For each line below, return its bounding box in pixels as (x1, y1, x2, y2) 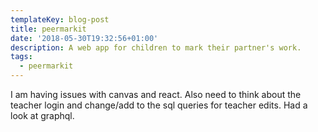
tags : (10, 52, 33, 62)
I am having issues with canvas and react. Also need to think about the (10, 89, 302, 100)
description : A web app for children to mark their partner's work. (10, 42, 302, 53)
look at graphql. (10, 110, 75, 121)
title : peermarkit (10, 24, 87, 34)
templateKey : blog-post (10, 14, 110, 25)
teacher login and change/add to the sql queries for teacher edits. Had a (10, 99, 308, 111)
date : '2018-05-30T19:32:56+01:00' (10, 33, 159, 43)
